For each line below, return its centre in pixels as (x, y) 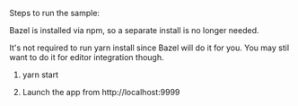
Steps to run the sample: (55, 13)
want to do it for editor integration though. (87, 57)
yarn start (40, 75)
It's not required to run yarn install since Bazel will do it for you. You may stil (149, 48)
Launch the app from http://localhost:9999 (101, 92)
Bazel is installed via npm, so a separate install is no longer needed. (134, 30)
